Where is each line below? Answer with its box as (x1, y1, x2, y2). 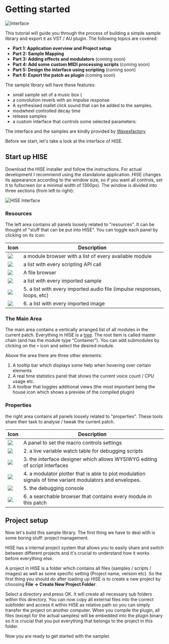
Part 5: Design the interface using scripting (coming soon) (12, 67, 136, 73)
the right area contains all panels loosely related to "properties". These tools (5, 413, 163, 419)
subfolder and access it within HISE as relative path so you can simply (5, 602, 150, 608)
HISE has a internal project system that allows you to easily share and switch (5, 544, 164, 551)
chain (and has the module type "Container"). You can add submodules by (5, 337, 159, 343)
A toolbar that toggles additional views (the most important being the (12, 384, 155, 390)
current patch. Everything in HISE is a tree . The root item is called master (5, 332, 156, 338)
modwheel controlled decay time (12, 108, 81, 114)
